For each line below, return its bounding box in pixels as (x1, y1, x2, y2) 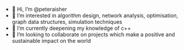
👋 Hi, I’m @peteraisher (11, 6, 68, 12)
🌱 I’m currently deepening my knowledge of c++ (11, 24, 131, 32)
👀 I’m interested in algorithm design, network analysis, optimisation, (11, 12, 179, 19)
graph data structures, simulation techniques (11, 18, 122, 25)
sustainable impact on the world (11, 37, 91, 44)
